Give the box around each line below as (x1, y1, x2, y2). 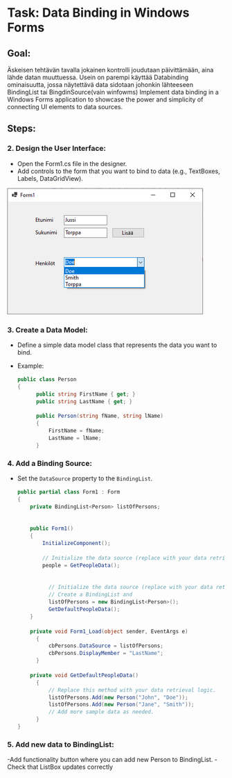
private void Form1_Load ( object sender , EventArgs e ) (30, 628, 188, 635)
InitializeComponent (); (42, 540, 111, 547)
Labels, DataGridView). (17, 174, 83, 182)
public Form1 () (30, 525, 74, 533)
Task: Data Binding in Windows (7, 5, 190, 21)
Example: (17, 362, 44, 370)
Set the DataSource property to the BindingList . (17, 474, 153, 483)
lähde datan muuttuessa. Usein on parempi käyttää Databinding (7, 73, 189, 81)
